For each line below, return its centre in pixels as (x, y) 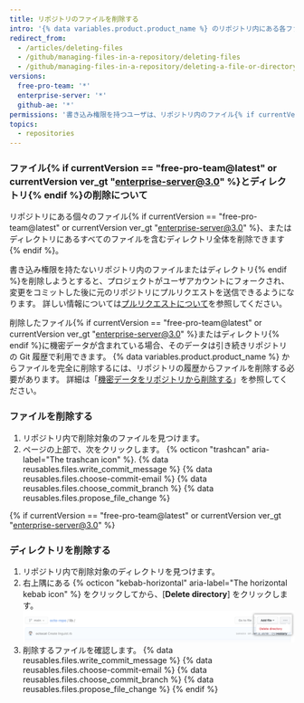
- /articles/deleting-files (71, 48)
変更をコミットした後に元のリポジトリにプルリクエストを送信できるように (148, 292)
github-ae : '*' (46, 105)
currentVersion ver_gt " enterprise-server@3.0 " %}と (130, 182)
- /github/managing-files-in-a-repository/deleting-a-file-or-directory (157, 67)
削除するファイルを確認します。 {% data (98, 650)
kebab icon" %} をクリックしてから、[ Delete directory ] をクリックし (151, 594)
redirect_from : (38, 38)
